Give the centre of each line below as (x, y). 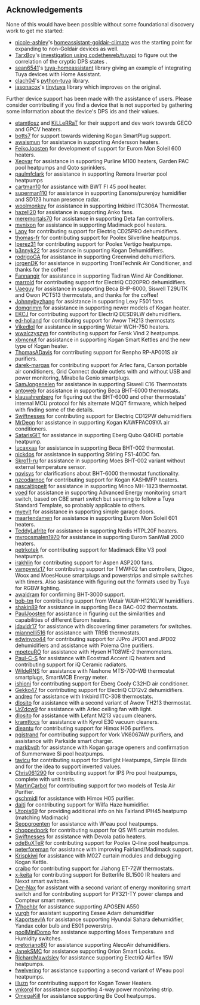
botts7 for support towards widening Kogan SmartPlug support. (93, 136)
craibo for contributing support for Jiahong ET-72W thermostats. (94, 868)
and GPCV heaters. (39, 129)
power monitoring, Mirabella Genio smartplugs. (73, 378)
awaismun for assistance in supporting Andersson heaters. (87, 142)
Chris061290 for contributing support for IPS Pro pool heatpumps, (96, 772)
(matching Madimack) (42, 817)
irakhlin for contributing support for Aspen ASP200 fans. (84, 562)
